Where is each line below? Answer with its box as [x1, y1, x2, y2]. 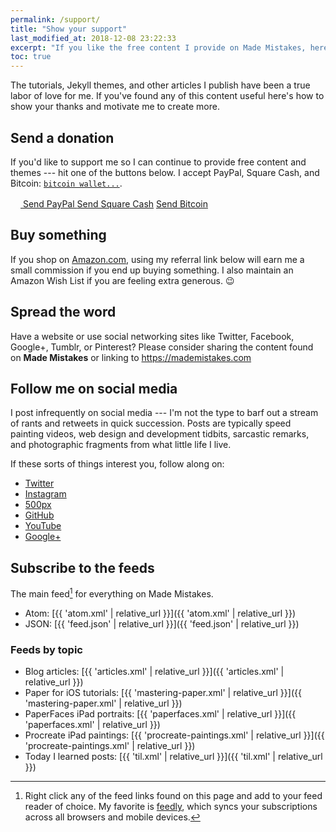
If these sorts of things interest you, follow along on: [10, 458, 225, 470]
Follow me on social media [10, 380, 178, 397]
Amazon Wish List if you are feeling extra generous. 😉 [10, 274, 235, 286]
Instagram [24, 488, 67, 500]
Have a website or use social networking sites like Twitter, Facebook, [10, 330, 295, 342]
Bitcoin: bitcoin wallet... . [10, 177, 123, 189]
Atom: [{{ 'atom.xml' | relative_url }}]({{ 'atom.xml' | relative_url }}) [24, 607, 297, 619]
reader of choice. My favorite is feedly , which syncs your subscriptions [24, 801, 318, 813]
